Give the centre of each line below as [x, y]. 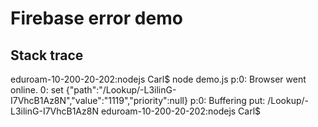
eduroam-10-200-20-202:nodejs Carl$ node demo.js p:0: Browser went [158, 79]
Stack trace [47, 55]
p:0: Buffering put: [227, 100]
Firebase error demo [96, 18]
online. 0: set [37, 90]
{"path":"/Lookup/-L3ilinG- [121, 90]
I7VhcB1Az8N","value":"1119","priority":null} [99, 100]
